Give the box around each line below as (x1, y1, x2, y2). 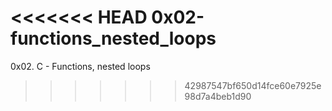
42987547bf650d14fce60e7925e (184, 79, 322, 91)
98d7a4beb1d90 (184, 90, 252, 102)
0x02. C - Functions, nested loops (10, 60, 151, 72)
